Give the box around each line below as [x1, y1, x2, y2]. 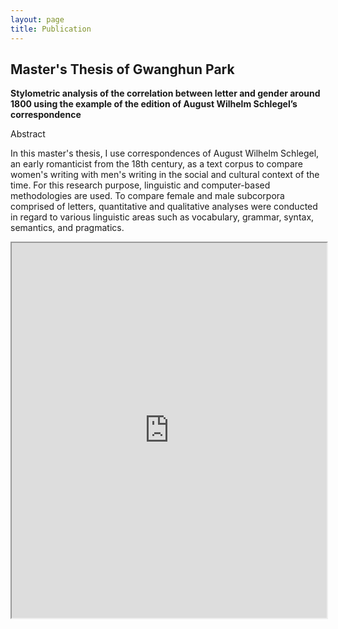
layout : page [10, 14, 65, 25]
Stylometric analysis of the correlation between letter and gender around [10, 87, 321, 100]
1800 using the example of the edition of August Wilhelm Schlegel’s [10, 98, 298, 110]
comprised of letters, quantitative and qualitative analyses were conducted [10, 201, 318, 213]
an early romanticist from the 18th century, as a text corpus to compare [10, 158, 303, 170]
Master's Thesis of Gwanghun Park [10, 61, 235, 78]
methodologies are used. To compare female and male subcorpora [10, 190, 285, 202]
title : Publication [10, 24, 92, 34]
